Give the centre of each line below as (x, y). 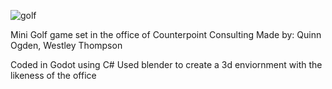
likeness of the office (53, 75)
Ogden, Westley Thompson (66, 45)
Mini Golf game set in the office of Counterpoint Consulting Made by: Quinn (166, 34)
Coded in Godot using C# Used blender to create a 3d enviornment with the (166, 64)
